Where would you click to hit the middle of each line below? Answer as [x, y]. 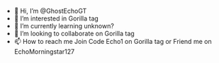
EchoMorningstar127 [44, 52]
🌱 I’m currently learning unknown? [64, 26]
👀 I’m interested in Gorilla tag [56, 18]
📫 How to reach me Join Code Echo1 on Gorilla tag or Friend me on [113, 41]
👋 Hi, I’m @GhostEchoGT [50, 11]
